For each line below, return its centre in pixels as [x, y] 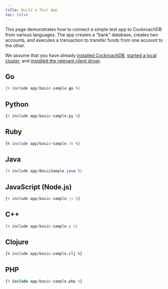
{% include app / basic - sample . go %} [43, 89]
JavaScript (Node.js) [38, 187]
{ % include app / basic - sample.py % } [43, 116]
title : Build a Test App [31, 10]
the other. [15, 45]
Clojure [17, 242]
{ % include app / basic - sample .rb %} [43, 143]
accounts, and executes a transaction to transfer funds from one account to [84, 40]
